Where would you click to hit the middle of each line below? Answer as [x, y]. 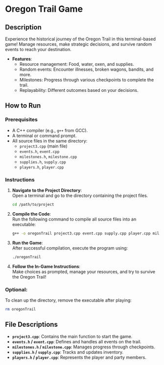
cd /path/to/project [33, 204]
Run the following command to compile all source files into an [74, 219]
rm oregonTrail [21, 309]
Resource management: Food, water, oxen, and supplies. [77, 64]
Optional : [16, 289]
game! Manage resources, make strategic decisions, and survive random [79, 44]
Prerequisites [21, 120]
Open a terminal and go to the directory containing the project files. [80, 196]
